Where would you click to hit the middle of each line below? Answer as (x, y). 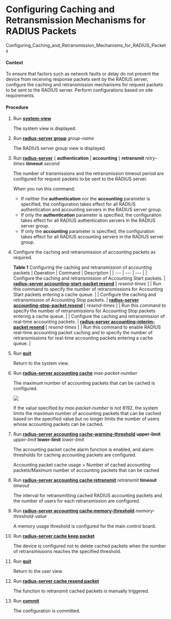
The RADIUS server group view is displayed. (60, 148)
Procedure (17, 107)
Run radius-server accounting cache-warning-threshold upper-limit (87, 434)
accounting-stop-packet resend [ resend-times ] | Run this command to (90, 306)
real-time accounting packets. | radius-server (61, 322)
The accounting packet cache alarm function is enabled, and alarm (83, 450)
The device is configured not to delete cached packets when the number (90, 546)
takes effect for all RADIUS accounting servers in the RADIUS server (92, 237)
